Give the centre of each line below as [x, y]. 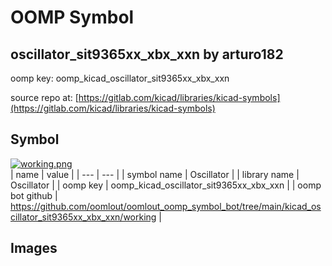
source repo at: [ [44, 97]
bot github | [34, 195]
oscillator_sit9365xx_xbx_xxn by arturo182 [147, 54]
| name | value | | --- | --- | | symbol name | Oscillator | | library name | [155, 174]
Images [34, 248]
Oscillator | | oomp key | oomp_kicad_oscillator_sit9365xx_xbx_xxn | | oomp [166, 185]
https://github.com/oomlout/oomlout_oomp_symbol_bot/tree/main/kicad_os [166, 206]
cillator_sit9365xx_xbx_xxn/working [83, 217]
